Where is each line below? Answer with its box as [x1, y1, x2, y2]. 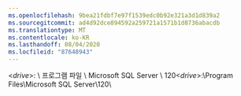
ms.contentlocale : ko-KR [8, 33, 90, 42]
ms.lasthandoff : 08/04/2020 [8, 41, 101, 49]
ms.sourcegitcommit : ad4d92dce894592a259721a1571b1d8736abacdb [8, 19, 221, 27]
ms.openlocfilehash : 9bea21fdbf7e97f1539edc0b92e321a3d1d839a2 [8, 11, 221, 20]
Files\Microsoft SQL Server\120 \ [8, 79, 112, 89]
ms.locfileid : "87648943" [8, 48, 93, 56]
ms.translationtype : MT [8, 26, 87, 34]
